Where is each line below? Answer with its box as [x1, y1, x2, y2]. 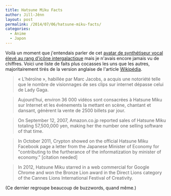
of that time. [17, 128, 43, 134]
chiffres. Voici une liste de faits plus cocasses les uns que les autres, [5, 61, 150, 67]
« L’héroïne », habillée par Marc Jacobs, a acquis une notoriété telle [17, 76, 161, 82]
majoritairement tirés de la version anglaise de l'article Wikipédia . [5, 66, 142, 72]
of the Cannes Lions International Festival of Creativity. [17, 175, 134, 181]
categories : [5, 26, 31, 32]
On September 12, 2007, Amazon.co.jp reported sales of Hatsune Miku [17, 117, 166, 123]
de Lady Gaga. [17, 87, 49, 93]
